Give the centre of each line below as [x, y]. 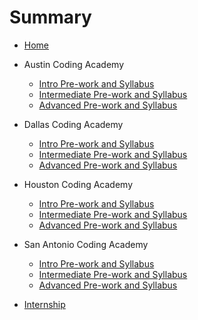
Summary [50, 17]
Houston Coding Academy [78, 184]
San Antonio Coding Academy [86, 244]
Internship [44, 304]
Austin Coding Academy [73, 64]
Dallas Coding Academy [73, 124]
